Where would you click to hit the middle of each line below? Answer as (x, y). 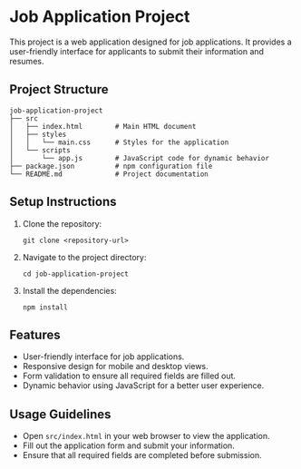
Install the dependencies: (70, 290)
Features (35, 334)
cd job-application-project (75, 274)
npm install (45, 307)
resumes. (27, 61)
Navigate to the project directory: (84, 257)
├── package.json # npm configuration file (111, 166)
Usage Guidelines (60, 414)
